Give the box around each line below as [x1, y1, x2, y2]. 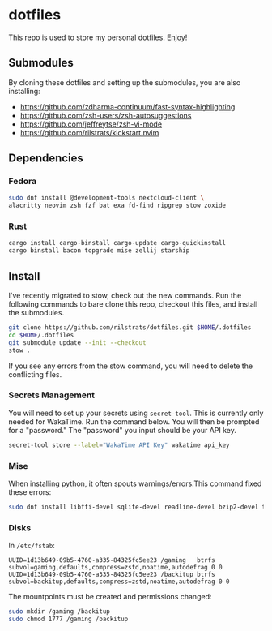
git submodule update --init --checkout [8, 338, 147, 346]
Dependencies [8, 152, 83, 165]
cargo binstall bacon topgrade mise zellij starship [8, 247, 190, 255]
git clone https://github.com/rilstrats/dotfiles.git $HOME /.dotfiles [8, 324, 252, 332]
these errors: [8, 487, 52, 497]
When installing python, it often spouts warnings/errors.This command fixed [8, 479, 262, 488]
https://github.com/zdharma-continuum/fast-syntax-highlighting [19, 101, 236, 111]
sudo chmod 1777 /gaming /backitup [8, 615, 129, 624]
